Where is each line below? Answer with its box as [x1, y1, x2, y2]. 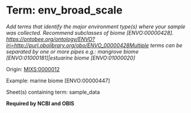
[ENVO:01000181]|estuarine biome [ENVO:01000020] [6, 54, 136, 61]
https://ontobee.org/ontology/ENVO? [6, 35, 95, 42]
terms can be [150, 42, 183, 49]
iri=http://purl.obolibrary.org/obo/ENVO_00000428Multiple [6, 42, 149, 49]
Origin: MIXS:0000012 [6, 65, 60, 72]
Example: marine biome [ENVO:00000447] [6, 77, 110, 84]
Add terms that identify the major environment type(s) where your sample [6, 23, 186, 30]
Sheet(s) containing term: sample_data [6, 88, 100, 95]
